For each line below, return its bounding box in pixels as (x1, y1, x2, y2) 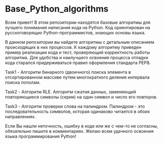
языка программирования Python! (5, 133, 76, 139)
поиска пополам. (5, 79, 41, 85)
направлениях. (5, 113, 36, 119)
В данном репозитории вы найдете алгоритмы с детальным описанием (5, 39, 155, 45)
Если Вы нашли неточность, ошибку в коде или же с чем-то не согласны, (5, 123, 158, 129)
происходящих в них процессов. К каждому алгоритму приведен (5, 44, 142, 50)
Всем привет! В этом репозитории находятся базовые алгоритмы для (5, 19, 151, 25)
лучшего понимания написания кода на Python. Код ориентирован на (5, 24, 150, 30)
